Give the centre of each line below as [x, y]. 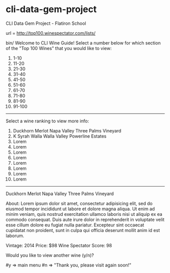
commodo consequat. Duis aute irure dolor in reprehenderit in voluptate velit [85, 219]
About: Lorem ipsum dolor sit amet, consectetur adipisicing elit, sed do [79, 203]
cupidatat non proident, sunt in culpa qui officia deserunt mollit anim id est [83, 230]
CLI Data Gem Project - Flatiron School [46, 23]
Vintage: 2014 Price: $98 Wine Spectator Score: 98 [59, 245]
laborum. [15, 236]
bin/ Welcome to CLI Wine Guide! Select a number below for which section [83, 43]
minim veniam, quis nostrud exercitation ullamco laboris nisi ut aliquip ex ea [84, 214]
